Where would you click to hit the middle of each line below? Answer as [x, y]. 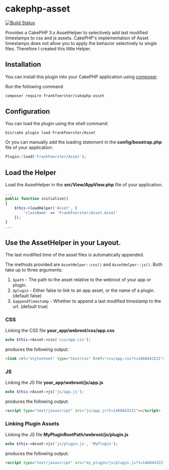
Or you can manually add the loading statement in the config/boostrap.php [84, 142]
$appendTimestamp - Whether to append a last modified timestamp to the [87, 301]
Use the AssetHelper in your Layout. [63, 243]
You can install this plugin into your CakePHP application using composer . [82, 77]
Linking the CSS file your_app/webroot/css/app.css [60, 331]
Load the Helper [31, 172]
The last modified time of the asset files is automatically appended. [75, 254]
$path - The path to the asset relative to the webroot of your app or [82, 279]
